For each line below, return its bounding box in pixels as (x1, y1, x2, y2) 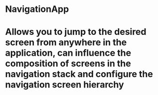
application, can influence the (5, 47, 131, 59)
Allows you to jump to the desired (5, 26, 147, 38)
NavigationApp (5, 3, 69, 15)
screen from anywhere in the (5, 37, 127, 48)
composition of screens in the (5, 58, 131, 69)
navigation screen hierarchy (5, 79, 124, 91)
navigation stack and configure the (5, 69, 153, 80)
